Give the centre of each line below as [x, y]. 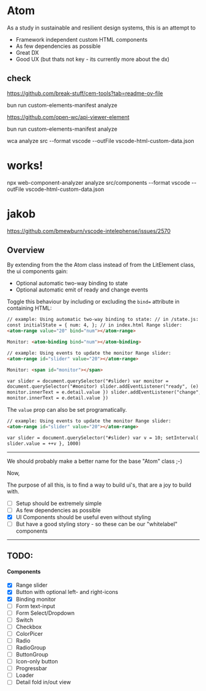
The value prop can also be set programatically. [67, 410]
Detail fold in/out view [43, 682]
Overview [26, 250]
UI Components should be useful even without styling [83, 517]
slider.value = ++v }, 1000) [44, 443]
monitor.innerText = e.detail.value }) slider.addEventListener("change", [104, 392]
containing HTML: [30, 308]
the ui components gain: [37, 271]
